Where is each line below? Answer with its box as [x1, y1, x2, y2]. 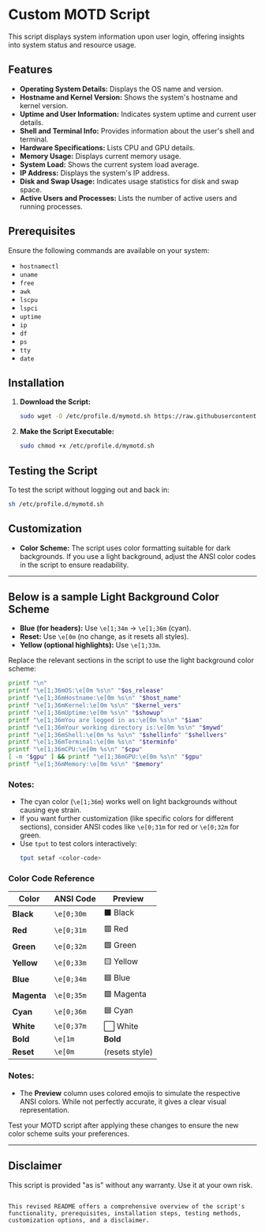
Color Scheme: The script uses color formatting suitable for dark [19, 543, 231, 553]
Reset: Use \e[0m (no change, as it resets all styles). [19, 632, 189, 641]
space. [19, 184, 42, 195]
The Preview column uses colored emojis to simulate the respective [19, 1088, 241, 1098]
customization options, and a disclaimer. [8, 1216, 150, 1224]
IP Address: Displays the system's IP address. [19, 168, 170, 177]
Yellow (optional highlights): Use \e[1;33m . [19, 641, 162, 650]
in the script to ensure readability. [19, 560, 129, 569]
